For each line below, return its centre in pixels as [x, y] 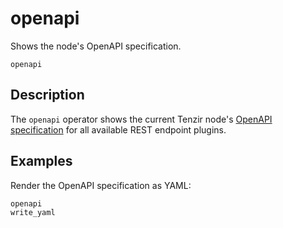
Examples [41, 161]
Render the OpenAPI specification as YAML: [101, 185]
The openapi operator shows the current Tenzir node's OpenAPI [141, 119]
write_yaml [33, 212]
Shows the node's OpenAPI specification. [96, 46]
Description [47, 95]
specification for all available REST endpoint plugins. [118, 129]
